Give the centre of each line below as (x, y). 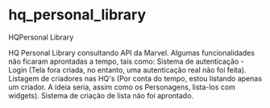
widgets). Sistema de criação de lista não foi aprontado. (101, 95)
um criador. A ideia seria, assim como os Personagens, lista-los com (122, 87)
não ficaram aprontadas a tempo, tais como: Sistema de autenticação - (126, 61)
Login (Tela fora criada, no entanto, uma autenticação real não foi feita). (127, 69)
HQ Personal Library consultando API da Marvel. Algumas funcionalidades (132, 52)
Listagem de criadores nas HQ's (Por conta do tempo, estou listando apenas (135, 78)
